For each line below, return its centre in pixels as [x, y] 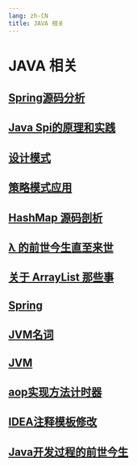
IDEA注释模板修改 [53, 422]
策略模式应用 [40, 187]
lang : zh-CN [28, 16]
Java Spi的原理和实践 [62, 128]
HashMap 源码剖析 [56, 217]
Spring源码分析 [47, 98]
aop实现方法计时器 [55, 392]
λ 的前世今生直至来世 [61, 248]
